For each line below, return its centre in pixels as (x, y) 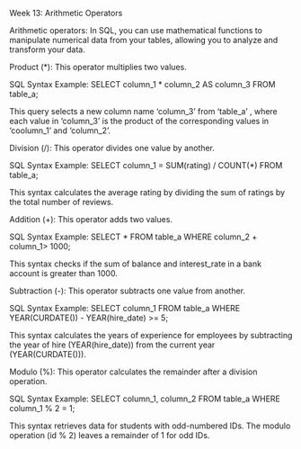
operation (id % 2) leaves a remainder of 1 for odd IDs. (110, 435)
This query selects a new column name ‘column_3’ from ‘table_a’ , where (144, 111)
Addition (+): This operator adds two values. (91, 219)
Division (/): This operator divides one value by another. (112, 148)
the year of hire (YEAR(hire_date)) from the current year (112, 345)
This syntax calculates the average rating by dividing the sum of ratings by (147, 192)
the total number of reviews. (62, 202)
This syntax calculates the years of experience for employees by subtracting (151, 335)
